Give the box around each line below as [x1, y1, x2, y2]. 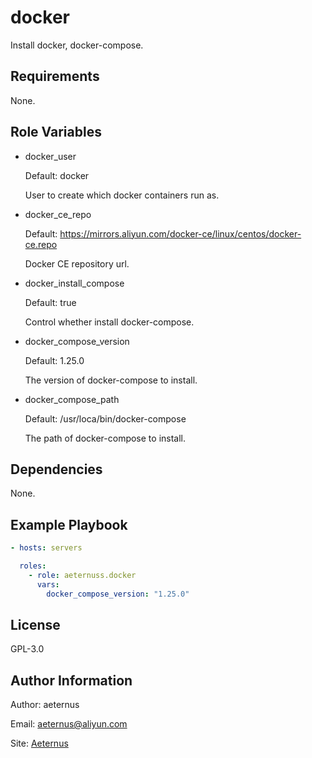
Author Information [10, 672, 133, 689]
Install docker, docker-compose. [10, 39, 144, 51]
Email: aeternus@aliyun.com [10, 718, 128, 730]
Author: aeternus [10, 699, 80, 711]
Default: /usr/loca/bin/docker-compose [24, 412, 187, 425]
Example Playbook [10, 516, 128, 533]
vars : [36, 579, 60, 590]
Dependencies [10, 461, 103, 478]
